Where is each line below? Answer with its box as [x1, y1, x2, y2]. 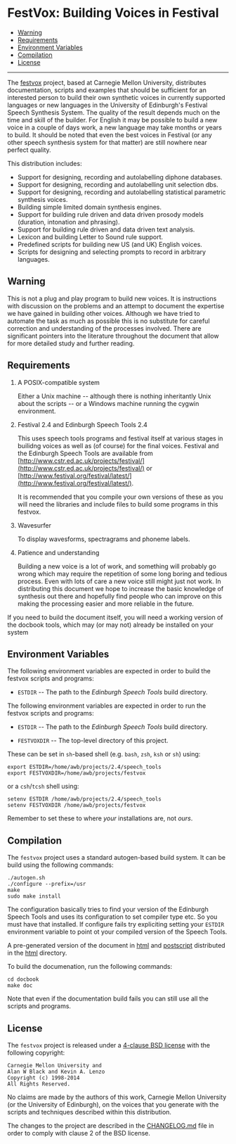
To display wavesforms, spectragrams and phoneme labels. [17, 535, 191, 543]
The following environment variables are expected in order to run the [7, 701, 206, 710]
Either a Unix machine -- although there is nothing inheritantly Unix [17, 392, 211, 400]
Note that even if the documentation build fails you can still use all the [7, 994, 209, 1003]
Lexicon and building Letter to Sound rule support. [17, 232, 164, 241]
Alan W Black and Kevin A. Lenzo [7, 1068, 105, 1075]
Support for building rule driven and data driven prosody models [17, 210, 204, 219]
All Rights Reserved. [7, 1081, 71, 1088]
